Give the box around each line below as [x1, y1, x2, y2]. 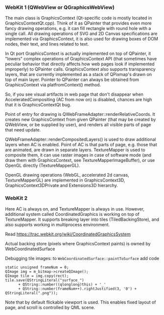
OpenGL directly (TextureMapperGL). [5, 162, 80, 168]
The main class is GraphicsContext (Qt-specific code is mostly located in [5, 15, 152, 21]
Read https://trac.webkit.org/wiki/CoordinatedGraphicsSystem [5, 231, 131, 237]
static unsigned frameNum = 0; [5, 264, 69, 270]
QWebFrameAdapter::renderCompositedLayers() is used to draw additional [5, 136, 156, 142]
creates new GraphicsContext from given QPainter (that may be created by [5, 117, 156, 123]
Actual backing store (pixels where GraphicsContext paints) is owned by [5, 240, 151, 246]
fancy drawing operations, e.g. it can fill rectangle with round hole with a [5, 26, 151, 31]
